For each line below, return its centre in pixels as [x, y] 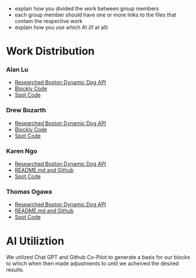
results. [15, 270]
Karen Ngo [22, 151]
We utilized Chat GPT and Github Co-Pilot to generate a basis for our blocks [98, 257]
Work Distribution [50, 51]
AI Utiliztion [35, 241]
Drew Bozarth [26, 110]
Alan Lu [17, 70]
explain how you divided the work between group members [87, 9]
